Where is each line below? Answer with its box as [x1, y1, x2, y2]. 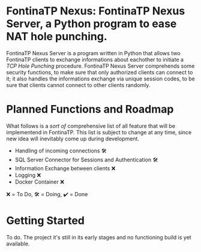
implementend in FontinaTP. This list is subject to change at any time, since [6, 128, 192, 136]
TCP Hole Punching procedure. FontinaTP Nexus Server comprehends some [6, 62, 195, 70]
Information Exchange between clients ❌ [14, 164, 116, 172]
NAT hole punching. [6, 30, 108, 43]
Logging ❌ [14, 171, 41, 178]
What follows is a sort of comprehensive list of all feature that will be [6, 122, 176, 130]
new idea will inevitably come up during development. [6, 135, 140, 142]
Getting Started [6, 214, 85, 227]
